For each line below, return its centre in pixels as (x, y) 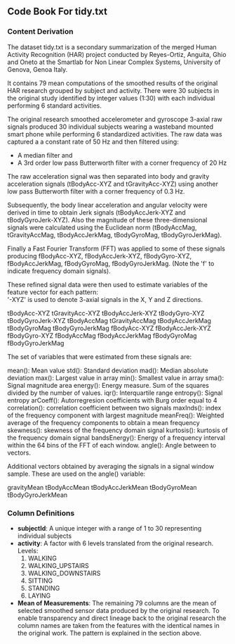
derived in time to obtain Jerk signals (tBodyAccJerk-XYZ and (96, 212)
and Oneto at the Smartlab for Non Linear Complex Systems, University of (114, 62)
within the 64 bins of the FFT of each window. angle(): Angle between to (112, 445)
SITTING (40, 581)
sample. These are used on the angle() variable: (76, 474)
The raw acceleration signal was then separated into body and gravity (108, 176)
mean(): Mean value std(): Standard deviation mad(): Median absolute (108, 370)
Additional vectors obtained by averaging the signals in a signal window (111, 466)
